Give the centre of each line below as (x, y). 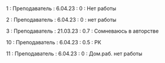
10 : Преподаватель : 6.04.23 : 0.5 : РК (54, 42)
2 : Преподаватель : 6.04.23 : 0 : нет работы (61, 20)
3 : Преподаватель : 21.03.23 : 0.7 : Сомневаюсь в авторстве (82, 31)
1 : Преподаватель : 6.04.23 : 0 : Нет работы (61, 8)
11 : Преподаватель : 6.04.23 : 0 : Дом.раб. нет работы (74, 54)
